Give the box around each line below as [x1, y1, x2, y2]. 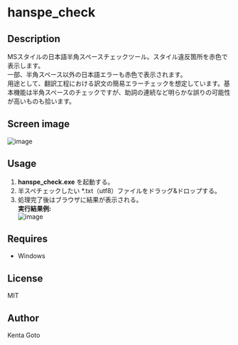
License [7, 272, 43, 284]
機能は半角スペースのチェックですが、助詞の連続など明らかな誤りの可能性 [13, 88, 231, 96]
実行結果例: [17, 204, 52, 212]
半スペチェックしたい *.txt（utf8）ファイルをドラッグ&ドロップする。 [17, 186, 222, 195]
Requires [7, 233, 48, 245]
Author [7, 311, 39, 324]
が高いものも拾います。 [7, 97, 76, 105]
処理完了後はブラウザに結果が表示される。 [17, 195, 143, 204]
